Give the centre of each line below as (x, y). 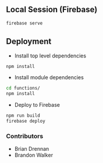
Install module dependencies (49, 77)
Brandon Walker (34, 155)
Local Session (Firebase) (52, 10)
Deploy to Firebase (37, 105)
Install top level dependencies (50, 56)
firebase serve (24, 23)
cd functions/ (23, 88)
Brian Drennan (32, 149)
